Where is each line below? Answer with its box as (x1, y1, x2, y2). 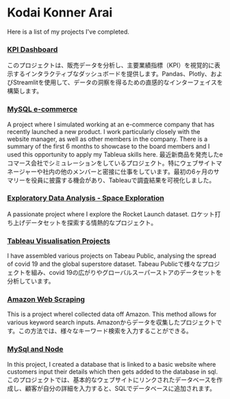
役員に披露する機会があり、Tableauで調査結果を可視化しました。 (30, 176, 216, 184)
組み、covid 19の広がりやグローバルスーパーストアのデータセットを (30, 269, 222, 277)
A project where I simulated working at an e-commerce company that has (7, 120, 215, 128)
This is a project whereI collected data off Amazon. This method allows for (7, 310, 217, 319)
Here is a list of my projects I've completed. (7, 27, 130, 36)
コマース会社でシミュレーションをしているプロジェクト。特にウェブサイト (7, 159, 217, 167)
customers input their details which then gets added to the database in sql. (7, 367, 218, 376)
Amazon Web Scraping (7, 295, 86, 304)
